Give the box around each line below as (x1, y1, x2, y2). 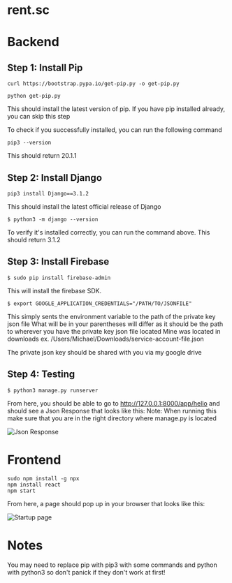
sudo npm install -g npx (7, 475, 80, 482)
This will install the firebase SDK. (7, 286, 102, 295)
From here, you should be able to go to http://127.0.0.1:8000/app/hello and (7, 399, 220, 407)
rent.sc (7, 2, 50, 18)
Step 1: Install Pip (7, 61, 83, 73)
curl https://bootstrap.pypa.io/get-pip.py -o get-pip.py (7, 80, 180, 87)
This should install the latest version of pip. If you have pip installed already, (7, 105, 226, 113)
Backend (7, 34, 59, 50)
